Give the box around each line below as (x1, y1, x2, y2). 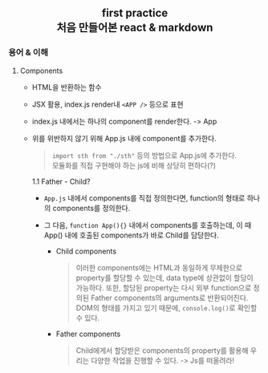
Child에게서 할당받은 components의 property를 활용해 (75, 345, 249, 355)
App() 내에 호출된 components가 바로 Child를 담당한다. (43, 230, 219, 240)
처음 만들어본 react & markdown (56, 21, 213, 34)
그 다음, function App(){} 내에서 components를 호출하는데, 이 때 (43, 220, 252, 229)
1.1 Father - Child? (31, 176, 91, 186)
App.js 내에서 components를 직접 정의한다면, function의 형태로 (43, 193, 246, 203)
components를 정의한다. (52, 203, 131, 213)
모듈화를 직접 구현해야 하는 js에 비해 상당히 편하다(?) (51, 160, 217, 170)
